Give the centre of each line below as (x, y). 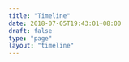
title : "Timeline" (39, 16)
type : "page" (30, 38)
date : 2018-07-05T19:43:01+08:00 (65, 23)
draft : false (30, 31)
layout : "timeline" (41, 46)
